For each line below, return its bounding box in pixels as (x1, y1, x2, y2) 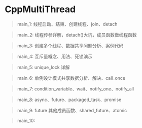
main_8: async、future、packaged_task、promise (17, 97, 122, 103)
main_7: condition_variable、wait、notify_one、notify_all (17, 85, 134, 92)
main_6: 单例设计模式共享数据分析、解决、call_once (17, 75, 125, 81)
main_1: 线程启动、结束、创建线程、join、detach (17, 21, 118, 27)
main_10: (17, 117, 35, 123)
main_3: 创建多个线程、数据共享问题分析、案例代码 (17, 42, 124, 49)
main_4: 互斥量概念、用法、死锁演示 (17, 53, 93, 59)
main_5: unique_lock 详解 (17, 64, 70, 70)
